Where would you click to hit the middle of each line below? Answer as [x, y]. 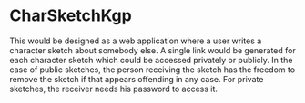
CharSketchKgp [71, 16]
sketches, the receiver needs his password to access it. [114, 89]
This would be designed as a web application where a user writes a [136, 41]
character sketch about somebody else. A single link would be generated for [152, 50]
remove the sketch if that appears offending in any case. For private [137, 79]
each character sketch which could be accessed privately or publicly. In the [151, 60]
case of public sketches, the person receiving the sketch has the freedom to [152, 70]
